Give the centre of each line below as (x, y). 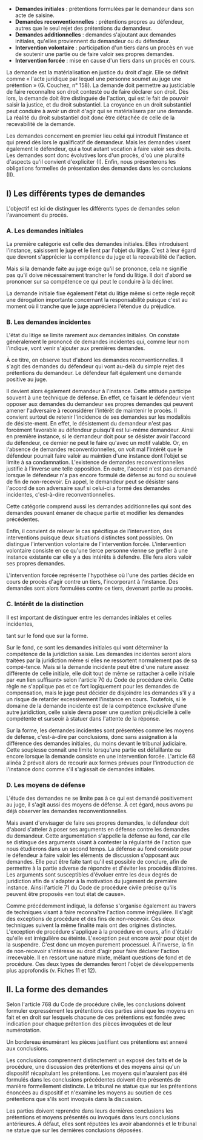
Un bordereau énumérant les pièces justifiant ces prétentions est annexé (97, 1042)
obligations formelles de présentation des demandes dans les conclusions (99, 168)
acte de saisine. (35, 15)
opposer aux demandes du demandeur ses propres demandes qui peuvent (100, 404)
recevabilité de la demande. (41, 124)
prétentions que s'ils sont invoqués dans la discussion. (75, 1099)
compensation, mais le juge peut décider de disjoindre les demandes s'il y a (101, 693)
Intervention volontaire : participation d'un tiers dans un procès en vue (104, 47)
